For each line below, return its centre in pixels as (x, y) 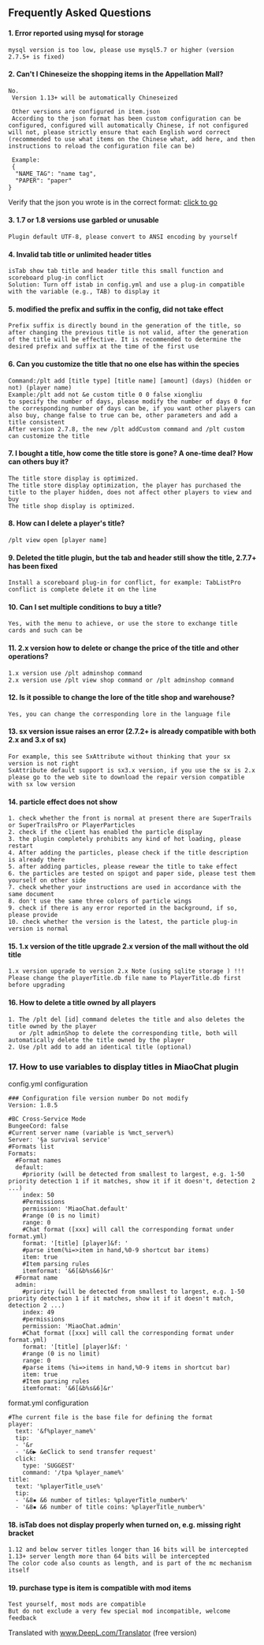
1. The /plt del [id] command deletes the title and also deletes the (126, 1019)
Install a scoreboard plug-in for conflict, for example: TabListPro (125, 583)
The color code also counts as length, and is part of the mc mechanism (130, 1564)
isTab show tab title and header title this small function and (116, 271)
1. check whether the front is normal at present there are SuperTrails (130, 819)
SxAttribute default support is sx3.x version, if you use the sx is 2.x (132, 771)
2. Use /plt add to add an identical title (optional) (100, 1047)
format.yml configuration (48, 1403)
